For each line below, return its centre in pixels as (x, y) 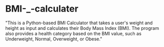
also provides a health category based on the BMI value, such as (73, 33)
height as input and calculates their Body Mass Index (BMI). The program (82, 28)
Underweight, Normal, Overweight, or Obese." (54, 39)
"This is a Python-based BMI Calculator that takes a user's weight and (79, 23)
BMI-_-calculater (42, 9)
